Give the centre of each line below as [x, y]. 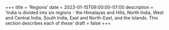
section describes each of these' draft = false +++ [58, 23]
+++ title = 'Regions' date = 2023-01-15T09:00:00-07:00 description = [79, 7]
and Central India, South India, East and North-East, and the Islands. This [82, 18]
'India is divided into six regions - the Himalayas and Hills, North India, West [84, 12]
